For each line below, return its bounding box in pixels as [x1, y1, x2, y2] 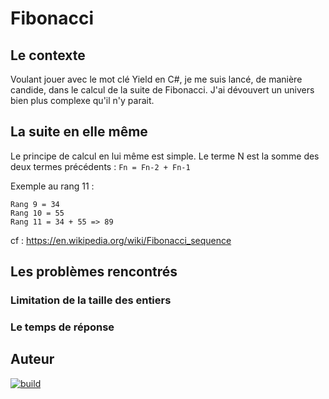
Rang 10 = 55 [10, 208, 65, 218]
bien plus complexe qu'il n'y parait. [10, 95, 155, 106]
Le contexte [10, 47, 86, 64]
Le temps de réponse [10, 320, 115, 334]
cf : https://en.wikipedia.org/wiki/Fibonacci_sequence [10, 234, 232, 246]
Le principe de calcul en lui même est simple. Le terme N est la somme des [10, 150, 320, 162]
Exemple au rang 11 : [10, 180, 95, 192]
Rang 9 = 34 [10, 199, 60, 209]
